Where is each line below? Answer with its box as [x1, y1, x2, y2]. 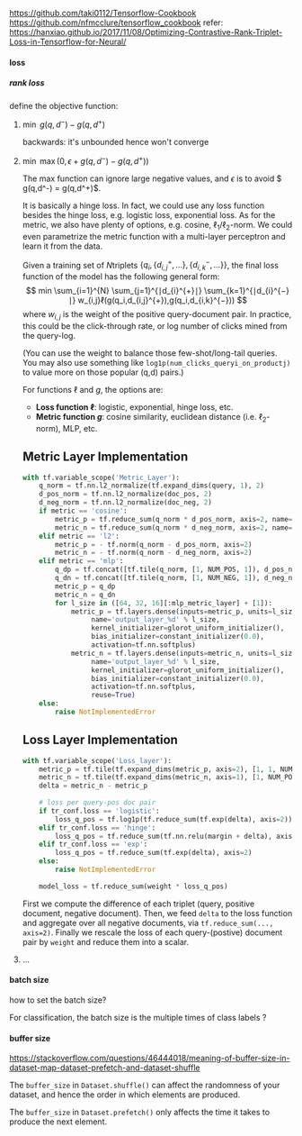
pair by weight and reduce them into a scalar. [22, 936, 190, 947]
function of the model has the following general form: [22, 271, 220, 282]
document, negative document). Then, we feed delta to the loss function [22, 907, 293, 918]
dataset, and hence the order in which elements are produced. [9, 1089, 241, 1100]
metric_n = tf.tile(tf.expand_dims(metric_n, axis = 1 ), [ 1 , [39, 773, 265, 782]
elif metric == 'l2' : [39, 532, 120, 541]
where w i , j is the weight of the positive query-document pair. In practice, [22, 309, 292, 322]
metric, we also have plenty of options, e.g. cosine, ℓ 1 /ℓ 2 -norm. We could [22, 219, 293, 232]
